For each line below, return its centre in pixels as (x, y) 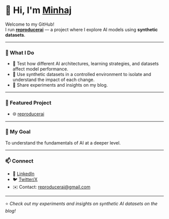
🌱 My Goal (18, 132)
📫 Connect (19, 161)
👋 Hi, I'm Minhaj (38, 10)
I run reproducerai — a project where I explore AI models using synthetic (81, 29)
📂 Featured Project (28, 103)
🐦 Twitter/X (25, 179)
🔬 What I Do (20, 52)
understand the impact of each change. (53, 80)
